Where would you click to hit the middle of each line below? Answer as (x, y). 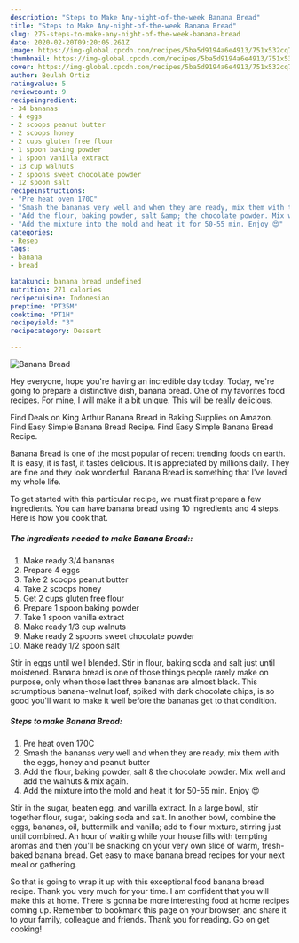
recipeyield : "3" (42, 323)
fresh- (273, 845)
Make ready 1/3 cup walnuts (75, 627)
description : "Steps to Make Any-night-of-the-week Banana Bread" (135, 17)
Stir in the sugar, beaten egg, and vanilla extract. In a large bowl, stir (134, 807)
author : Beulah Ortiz (50, 76)
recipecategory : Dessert (56, 331)
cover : (22, 68)
